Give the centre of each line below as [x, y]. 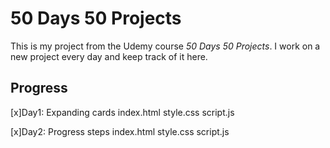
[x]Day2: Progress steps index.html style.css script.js [120, 131]
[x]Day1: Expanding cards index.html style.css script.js [122, 112]
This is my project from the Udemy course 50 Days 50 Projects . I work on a [165, 46]
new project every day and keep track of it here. [109, 56]
